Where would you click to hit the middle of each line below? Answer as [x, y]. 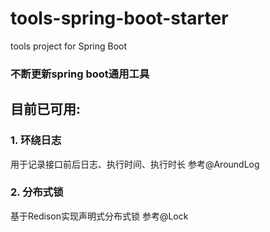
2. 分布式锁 [37, 192]
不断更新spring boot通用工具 [80, 74]
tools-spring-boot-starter [119, 18]
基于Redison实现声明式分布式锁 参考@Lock [99, 216]
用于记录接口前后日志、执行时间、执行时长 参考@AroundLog [135, 164]
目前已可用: [46, 109]
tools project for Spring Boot [69, 46]
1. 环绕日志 [36, 140]
